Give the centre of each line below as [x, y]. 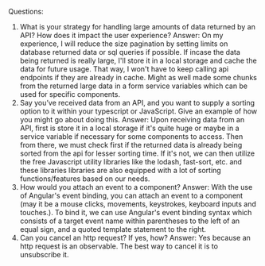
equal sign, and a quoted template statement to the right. [113, 229]
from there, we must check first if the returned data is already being [131, 145]
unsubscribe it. [44, 254]
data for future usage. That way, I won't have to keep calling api [124, 69]
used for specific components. [70, 94]
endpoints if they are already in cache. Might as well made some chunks [138, 77]
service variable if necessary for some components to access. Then [131, 137]
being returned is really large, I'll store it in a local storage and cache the [138, 60]
